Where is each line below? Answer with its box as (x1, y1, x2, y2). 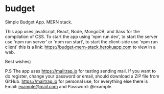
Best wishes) (5, 58, 31, 64)
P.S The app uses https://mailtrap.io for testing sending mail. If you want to (5, 68, 156, 74)
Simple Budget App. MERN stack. (5, 19, 72, 25)
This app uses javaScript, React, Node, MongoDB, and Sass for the (5, 28, 141, 34)
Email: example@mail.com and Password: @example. (5, 83, 113, 89)
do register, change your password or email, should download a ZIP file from (5, 73, 160, 79)
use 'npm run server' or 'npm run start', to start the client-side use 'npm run (5, 38, 158, 44)
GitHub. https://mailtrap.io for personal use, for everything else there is (5, 78, 148, 84)
